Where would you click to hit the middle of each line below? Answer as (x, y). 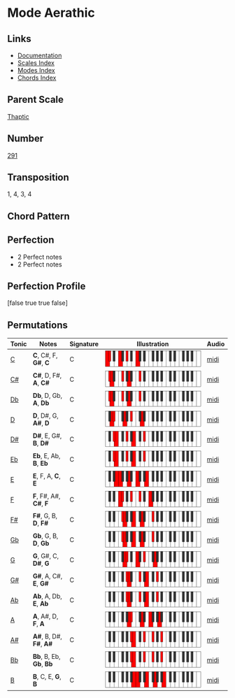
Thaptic (18, 116)
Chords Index (37, 78)
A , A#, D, (45, 616)
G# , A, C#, (48, 576)
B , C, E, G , (47, 676)
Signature (84, 343)
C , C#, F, (45, 355)
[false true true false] (37, 303)
